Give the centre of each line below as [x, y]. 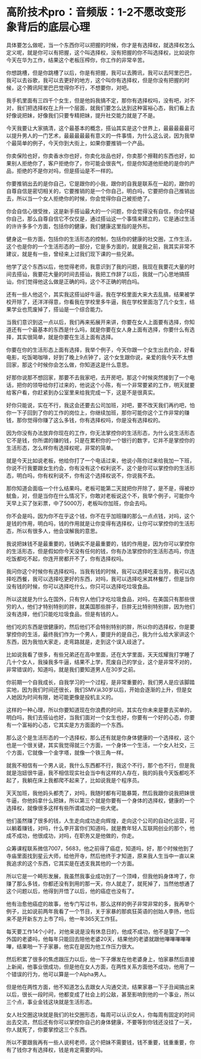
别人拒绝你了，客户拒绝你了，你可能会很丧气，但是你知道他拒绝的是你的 [100, 163]
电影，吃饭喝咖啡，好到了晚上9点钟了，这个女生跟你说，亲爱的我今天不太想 [100, 357]
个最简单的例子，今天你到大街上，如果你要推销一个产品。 [77, 143]
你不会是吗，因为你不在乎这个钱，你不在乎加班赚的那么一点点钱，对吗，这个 [100, 516]
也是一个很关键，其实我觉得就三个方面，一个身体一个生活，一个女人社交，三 [100, 745]
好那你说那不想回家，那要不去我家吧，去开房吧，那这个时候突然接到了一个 [98, 377]
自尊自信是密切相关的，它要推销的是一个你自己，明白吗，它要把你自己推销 [98, 191]
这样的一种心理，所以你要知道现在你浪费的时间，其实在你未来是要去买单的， [100, 710]
